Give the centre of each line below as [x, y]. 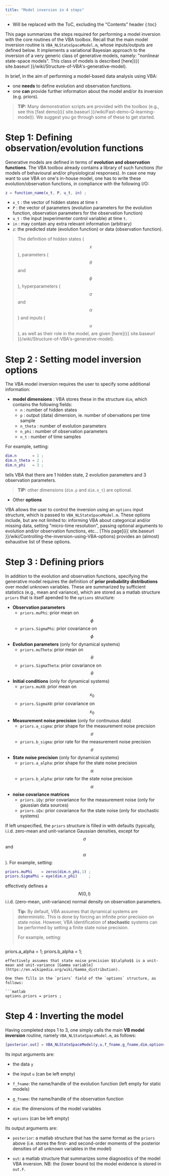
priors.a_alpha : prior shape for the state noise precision [78, 763]
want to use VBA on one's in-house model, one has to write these [73, 178]
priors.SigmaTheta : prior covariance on [61, 665]
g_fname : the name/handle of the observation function [68, 1099]
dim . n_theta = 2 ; [24, 461]
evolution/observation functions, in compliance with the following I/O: [77, 183]
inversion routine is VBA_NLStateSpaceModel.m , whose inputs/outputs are [79, 45]
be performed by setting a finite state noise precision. [73, 928]
